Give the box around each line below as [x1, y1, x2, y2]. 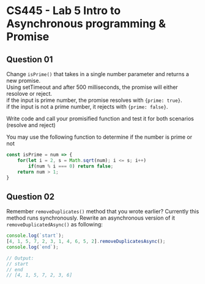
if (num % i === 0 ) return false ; [28, 163, 114, 169]
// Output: [6, 255, 34, 261]
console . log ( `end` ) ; [6, 244, 59, 250]
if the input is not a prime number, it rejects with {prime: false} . [6, 103, 168, 110]
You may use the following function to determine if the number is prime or [6, 133, 193, 140]
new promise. [6, 77, 41, 84]
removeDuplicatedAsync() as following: [6, 221, 103, 228]
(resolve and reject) [6, 121, 56, 129]
